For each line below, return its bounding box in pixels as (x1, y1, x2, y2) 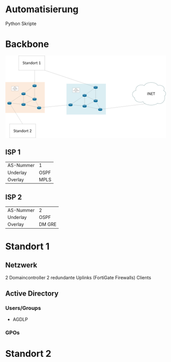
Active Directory (5, 289, 59, 298)
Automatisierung (5, 4, 79, 15)
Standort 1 (5, 241, 50, 252)
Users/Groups (5, 305, 41, 312)
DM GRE (39, 221, 57, 228)
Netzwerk (5, 261, 37, 270)
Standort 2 (5, 348, 52, 359)
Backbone (5, 38, 50, 50)
